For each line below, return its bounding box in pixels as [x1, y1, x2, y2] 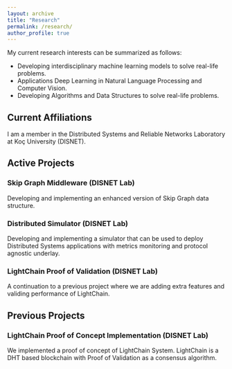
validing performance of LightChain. [7, 289, 110, 298]
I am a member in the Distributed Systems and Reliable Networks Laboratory [7, 130, 226, 139]
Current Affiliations [7, 112, 92, 123]
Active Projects [7, 157, 75, 169]
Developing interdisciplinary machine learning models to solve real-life [17, 62, 219, 70]
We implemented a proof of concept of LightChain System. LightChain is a [7, 346, 220, 354]
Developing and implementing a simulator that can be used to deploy [7, 234, 204, 243]
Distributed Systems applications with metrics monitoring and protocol [7, 242, 208, 250]
